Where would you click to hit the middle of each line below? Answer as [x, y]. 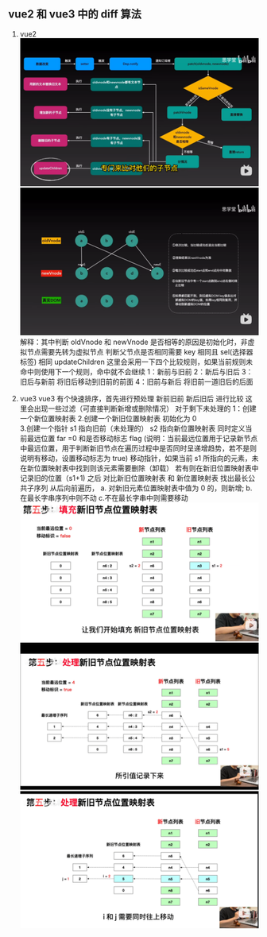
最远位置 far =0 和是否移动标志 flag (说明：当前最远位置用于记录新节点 [142, 438]
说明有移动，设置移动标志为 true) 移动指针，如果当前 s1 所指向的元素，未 [139, 458]
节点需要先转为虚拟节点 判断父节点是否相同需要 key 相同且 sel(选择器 [140, 351]
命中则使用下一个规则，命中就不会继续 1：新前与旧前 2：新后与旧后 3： [136, 371]
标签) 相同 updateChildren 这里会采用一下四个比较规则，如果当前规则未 [136, 362]
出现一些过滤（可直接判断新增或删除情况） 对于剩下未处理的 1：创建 [145, 408]
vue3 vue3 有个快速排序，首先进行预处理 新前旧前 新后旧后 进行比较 [132, 398]
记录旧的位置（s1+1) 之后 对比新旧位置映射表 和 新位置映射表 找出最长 [134, 478]
